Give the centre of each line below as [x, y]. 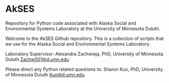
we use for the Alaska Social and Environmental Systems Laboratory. [78, 44]
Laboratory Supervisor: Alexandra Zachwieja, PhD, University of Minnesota [84, 54]
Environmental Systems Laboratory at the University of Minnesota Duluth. [83, 28]
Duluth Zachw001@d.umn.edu [37, 59]
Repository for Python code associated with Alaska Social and [71, 23]
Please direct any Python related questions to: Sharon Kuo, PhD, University [84, 69]
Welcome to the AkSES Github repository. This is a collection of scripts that [84, 38]
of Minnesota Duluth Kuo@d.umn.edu [45, 74]
